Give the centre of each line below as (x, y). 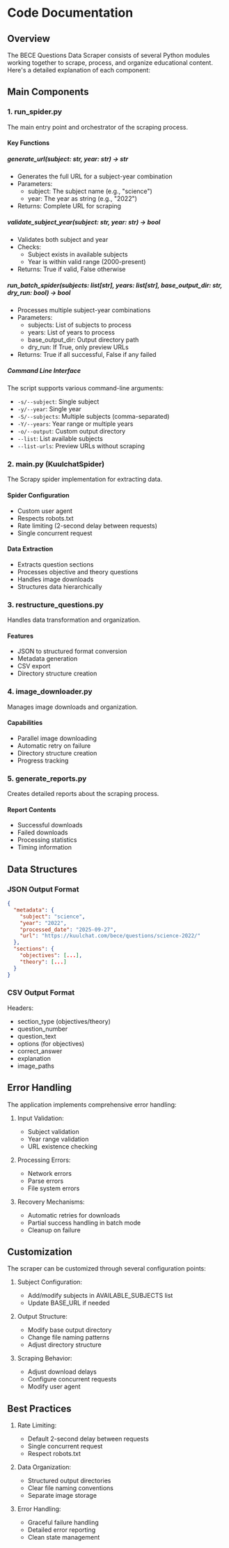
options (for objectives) (51, 1043)
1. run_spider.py (35, 112)
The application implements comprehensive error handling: (92, 1104)
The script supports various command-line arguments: (86, 388)
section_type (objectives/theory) (64, 1021)
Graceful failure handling (63, 1523)
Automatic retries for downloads (74, 1215)
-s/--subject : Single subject (58, 401)
